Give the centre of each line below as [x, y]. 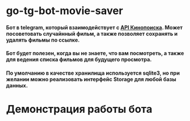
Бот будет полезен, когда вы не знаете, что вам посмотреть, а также [95, 53]
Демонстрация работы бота [79, 109]
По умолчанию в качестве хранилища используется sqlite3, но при [93, 73]
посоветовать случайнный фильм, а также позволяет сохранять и [92, 33]
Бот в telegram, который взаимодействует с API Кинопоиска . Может [94, 27]
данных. [17, 85]
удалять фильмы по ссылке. [43, 40]
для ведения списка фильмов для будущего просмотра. [79, 59]
